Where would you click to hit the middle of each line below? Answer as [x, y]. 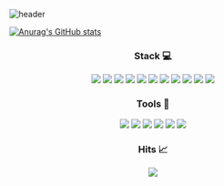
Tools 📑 [153, 104]
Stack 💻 [153, 56]
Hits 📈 [153, 149]
